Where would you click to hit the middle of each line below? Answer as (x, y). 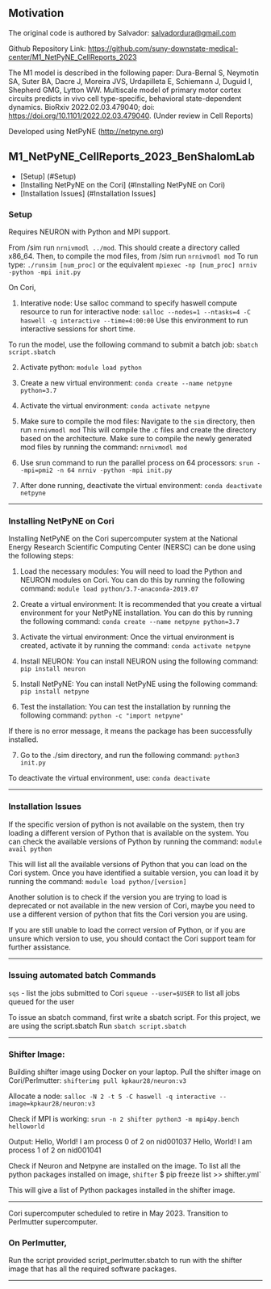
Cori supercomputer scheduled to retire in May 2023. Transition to (118, 1213)
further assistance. (40, 947)
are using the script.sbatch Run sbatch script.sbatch (98, 1026)
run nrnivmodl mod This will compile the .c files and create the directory (138, 430)
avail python (30, 849)
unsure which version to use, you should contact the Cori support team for (132, 938)
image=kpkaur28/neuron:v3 (52, 1104)
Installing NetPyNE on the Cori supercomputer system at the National (123, 539)
